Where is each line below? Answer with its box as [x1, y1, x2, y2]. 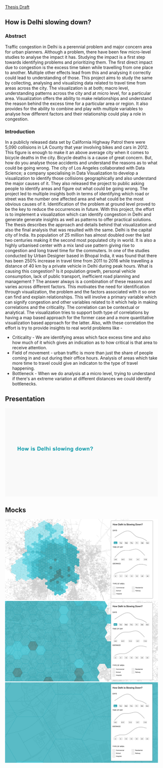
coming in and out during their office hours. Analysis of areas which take [12, 355, 158, 361]
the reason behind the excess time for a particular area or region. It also [5, 101, 148, 106]
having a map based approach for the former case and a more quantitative [5, 314, 154, 320]
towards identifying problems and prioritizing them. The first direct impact [5, 59, 153, 65]
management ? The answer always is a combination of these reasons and [5, 278, 152, 284]
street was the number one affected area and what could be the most [5, 196, 144, 202]
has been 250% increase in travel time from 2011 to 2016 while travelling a [5, 257, 153, 264]
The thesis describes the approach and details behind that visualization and [5, 222, 156, 227]
